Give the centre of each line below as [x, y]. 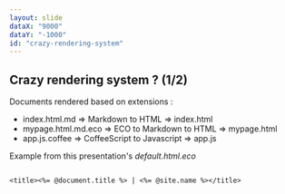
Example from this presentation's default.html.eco [103, 156]
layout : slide [36, 18]
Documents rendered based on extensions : [91, 102]
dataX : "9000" [36, 26]
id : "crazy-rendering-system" [67, 43]
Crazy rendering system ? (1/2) [98, 79]
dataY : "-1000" [38, 34]
